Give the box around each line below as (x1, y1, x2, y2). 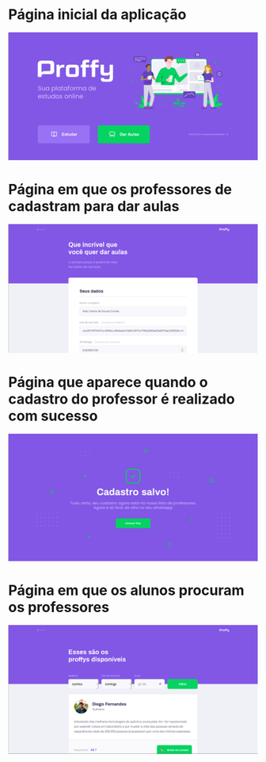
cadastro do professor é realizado (8, 390, 235, 408)
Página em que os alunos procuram (8, 581, 245, 599)
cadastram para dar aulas (8, 197, 180, 216)
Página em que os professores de (8, 181, 232, 199)
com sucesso (8, 407, 98, 425)
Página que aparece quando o (8, 373, 208, 392)
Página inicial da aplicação (8, 6, 187, 24)
